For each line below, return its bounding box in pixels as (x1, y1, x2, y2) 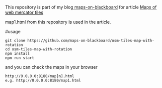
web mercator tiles (5, 9, 44, 15)
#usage (5, 29, 21, 34)
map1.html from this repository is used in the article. (5, 19, 111, 25)
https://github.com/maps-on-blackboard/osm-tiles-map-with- (27, 38, 155, 43)
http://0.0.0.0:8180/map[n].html (5, 74, 75, 79)
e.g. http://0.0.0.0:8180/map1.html (5, 78, 81, 83)
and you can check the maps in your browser (5, 64, 98, 70)
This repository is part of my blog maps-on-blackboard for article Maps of (5, 4, 157, 10)
